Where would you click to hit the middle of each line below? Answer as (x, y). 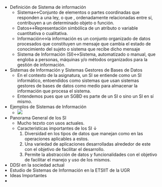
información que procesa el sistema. (54, 91)
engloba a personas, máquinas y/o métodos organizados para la (82, 59)
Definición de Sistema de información (48, 7)
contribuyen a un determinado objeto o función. (65, 23)
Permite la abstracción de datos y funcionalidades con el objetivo (91, 154)
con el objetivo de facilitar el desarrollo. (65, 149)
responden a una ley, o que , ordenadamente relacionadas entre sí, (85, 18)
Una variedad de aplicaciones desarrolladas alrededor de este (88, 144)
